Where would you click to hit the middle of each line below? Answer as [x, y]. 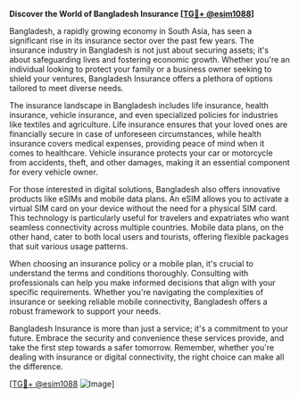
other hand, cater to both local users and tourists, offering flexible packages [149, 237]
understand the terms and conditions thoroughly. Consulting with [129, 273]
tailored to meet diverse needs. [66, 88]
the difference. [37, 366]
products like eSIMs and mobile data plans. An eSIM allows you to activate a [149, 199]
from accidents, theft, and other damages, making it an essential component [149, 162]
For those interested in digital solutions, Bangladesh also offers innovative [145, 189]
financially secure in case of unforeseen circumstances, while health [135, 134]
